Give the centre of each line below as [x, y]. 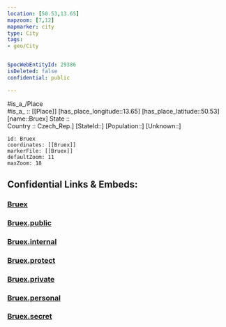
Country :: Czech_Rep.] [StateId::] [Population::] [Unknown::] [94, 126]
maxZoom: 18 [24, 163]
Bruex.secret [30, 317]
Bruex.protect [31, 260]
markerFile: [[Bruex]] [40, 151]
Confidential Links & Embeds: [73, 184]
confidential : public [39, 77]
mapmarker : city [31, 26]
